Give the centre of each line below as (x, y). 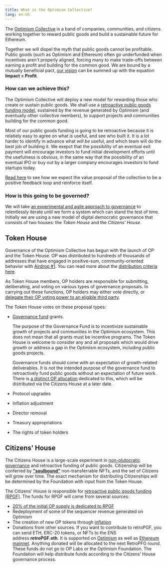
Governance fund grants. (38, 316)
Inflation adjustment (33, 403)
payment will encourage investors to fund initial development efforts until (80, 152)
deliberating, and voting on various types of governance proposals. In (77, 286)
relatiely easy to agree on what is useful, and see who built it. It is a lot (77, 136)
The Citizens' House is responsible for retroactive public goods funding (79, 491)
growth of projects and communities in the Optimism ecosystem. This (84, 331)
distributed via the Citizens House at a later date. (63, 384)
